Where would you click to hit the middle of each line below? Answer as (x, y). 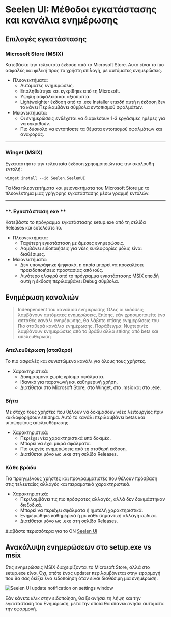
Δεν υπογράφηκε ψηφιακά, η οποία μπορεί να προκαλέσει (82, 265)
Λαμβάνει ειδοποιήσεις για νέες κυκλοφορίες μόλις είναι (81, 248)
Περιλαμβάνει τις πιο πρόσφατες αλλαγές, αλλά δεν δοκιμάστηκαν (93, 499)
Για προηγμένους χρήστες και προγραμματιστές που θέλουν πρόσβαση (81, 478)
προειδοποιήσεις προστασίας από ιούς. (62, 270)
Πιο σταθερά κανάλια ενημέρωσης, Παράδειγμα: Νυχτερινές (83, 326)
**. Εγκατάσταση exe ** (36, 212)
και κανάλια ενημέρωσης (62, 20)
